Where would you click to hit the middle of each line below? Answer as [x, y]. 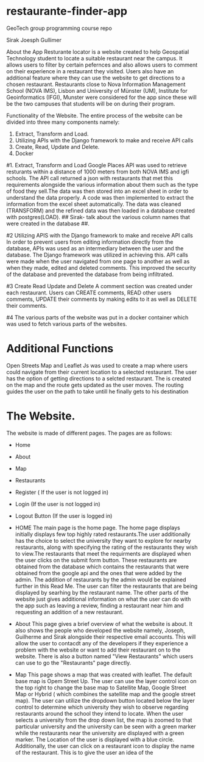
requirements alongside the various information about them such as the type [102, 184]
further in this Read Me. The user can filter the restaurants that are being [106, 586]
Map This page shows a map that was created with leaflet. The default [104, 674]
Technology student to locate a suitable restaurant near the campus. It [94, 58]
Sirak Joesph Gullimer [34, 40]
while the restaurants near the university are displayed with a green [100, 733]
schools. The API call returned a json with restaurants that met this [90, 178]
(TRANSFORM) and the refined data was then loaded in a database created [100, 210]
